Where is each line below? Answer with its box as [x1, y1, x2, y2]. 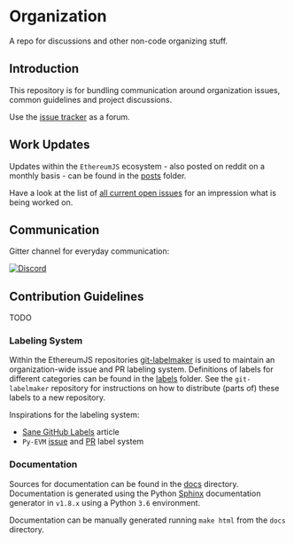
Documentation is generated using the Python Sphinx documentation [9, 488, 261, 499]
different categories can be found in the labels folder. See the [9, 374, 233, 384]
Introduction [9, 61, 80, 76]
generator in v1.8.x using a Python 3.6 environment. [9, 497, 201, 508]
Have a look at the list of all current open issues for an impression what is [9, 187, 277, 198]
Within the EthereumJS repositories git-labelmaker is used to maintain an [9, 355, 275, 366]
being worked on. [9, 197, 73, 208]
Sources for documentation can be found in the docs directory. [9, 478, 239, 489]
